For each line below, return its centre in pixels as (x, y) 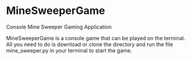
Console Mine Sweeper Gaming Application (59, 27)
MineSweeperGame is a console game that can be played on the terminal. (96, 38)
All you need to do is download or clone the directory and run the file (90, 44)
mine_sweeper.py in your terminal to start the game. (69, 50)
